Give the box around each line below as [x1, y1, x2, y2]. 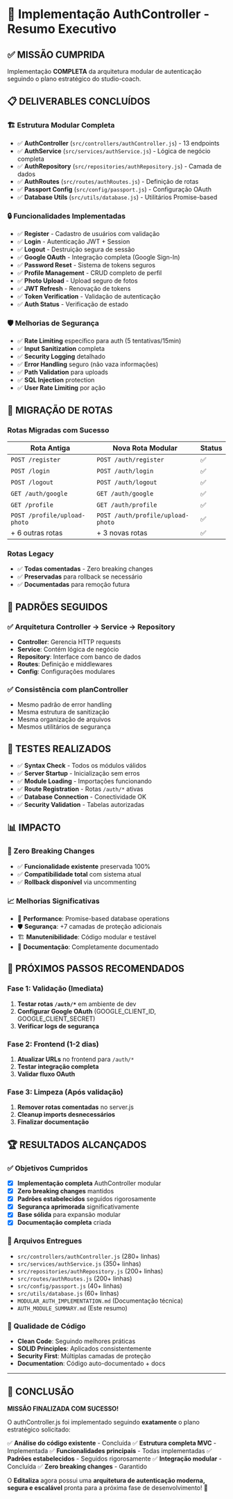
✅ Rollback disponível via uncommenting [17, 877, 137, 886]
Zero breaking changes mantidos [17, 1187, 114, 1195]
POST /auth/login [96, 466, 154, 475]
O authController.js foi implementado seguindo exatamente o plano [7, 1418, 200, 1426]
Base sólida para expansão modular [17, 1211, 121, 1219]
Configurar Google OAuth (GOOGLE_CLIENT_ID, [17, 1007, 157, 1015]
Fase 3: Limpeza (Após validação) [7, 1087, 123, 1097]
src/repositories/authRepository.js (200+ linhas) [17, 1266, 164, 1275]
